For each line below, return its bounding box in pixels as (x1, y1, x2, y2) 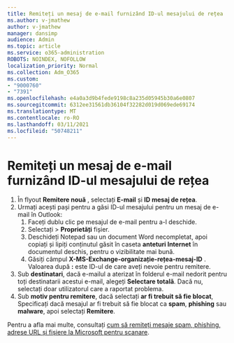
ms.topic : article (7, 43, 61, 50)
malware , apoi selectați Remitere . (17, 307, 115, 316)
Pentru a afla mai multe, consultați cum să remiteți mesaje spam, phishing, (7, 321, 221, 329)
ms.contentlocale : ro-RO (7, 114, 80, 121)
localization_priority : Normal (7, 62, 98, 69)
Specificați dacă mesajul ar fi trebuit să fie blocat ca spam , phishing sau (17, 300, 227, 308)
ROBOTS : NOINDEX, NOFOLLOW (7, 56, 86, 63)
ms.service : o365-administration (7, 50, 105, 57)
